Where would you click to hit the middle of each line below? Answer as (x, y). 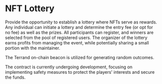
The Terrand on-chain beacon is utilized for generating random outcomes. (80, 57)
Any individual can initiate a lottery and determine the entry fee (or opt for (79, 27)
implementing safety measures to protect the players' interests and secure (80, 72)
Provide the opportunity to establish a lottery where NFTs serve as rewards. (81, 22)
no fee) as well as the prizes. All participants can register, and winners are (79, 32)
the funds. (15, 77)
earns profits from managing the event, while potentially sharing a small (77, 42)
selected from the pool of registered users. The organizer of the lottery (76, 38)
